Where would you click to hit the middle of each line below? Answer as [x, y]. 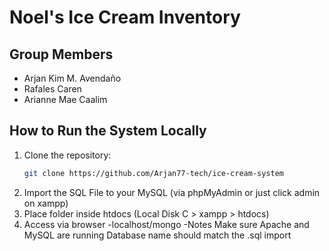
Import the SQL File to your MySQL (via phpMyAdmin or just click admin [172, 192]
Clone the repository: [67, 155]
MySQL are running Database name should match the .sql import [157, 235]
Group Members [61, 54]
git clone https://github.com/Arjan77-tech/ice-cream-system [154, 173]
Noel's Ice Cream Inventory [125, 17]
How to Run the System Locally [108, 131]
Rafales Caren [52, 89]
